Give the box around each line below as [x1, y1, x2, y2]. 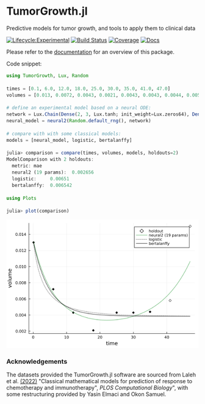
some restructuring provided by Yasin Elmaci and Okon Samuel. [6, 391, 167, 398]
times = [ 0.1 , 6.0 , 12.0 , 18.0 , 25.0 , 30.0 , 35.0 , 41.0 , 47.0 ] [6, 86, 171, 92]
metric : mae [12, 163, 43, 169]
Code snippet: [6, 60, 42, 67]
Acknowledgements [6, 358, 68, 366]
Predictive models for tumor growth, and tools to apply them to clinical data [6, 24, 196, 32]
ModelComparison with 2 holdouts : [6, 156, 95, 163]
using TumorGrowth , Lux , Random [6, 72, 88, 79]
